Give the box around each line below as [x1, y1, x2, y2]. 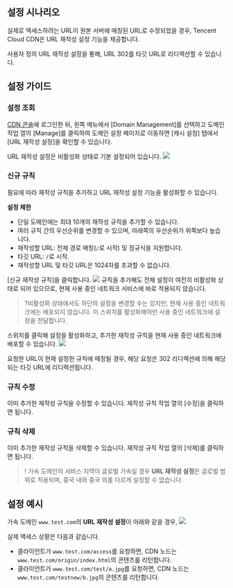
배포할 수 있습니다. [7, 339, 58, 348]
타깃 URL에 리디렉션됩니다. [19, 363, 94, 371]
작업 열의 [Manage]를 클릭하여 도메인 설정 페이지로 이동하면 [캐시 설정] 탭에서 [7, 129, 218, 137]
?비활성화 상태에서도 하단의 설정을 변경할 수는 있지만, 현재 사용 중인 [24, 299, 207, 307]
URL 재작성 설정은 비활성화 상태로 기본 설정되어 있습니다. [7, 152, 162, 161]
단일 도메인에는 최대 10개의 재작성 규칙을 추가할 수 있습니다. [17, 217, 179, 226]
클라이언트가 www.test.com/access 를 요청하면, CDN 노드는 [17, 547, 177, 555]
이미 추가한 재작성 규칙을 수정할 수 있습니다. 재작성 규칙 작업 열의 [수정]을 [7, 399, 206, 407]
